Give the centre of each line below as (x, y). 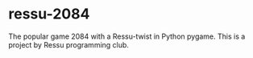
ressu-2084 (49, 14)
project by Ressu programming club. (68, 44)
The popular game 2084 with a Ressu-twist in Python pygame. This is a (127, 36)
